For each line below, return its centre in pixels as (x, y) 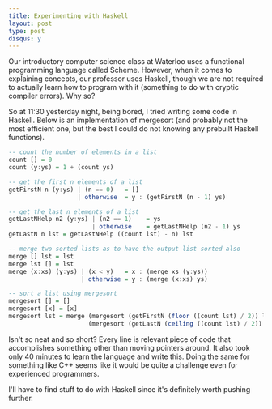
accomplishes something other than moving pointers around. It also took (129, 347)
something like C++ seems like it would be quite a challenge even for (123, 364)
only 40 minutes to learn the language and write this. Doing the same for (129, 356)
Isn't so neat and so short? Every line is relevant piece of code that (119, 339)
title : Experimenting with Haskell (68, 16)
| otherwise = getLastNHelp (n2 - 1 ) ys (166, 227)
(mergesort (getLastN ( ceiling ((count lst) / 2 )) (175, 324)
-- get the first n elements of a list (76, 182)
